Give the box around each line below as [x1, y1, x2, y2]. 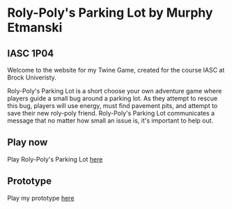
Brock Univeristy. [7, 73, 57, 82]
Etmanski [7, 20, 63, 36]
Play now [7, 137, 48, 148]
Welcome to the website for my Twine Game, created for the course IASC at [7, 66, 225, 74]
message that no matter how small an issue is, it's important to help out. [7, 116, 214, 125]
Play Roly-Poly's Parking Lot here [7, 155, 103, 163]
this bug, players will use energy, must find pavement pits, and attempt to [7, 102, 218, 109]
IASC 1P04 [7, 47, 54, 59]
